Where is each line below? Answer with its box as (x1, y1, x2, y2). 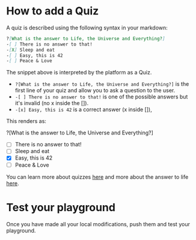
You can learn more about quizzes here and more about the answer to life (6, 173, 189, 181)
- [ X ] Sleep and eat (6, 47, 55, 53)
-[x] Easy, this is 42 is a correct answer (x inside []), (14, 106, 152, 113)
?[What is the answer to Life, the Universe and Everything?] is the (14, 80, 189, 88)
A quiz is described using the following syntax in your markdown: (6, 24, 168, 31)
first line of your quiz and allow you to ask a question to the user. (14, 87, 176, 94)
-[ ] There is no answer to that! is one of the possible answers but (14, 93, 188, 100)
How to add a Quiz (6, 4, 99, 18)
